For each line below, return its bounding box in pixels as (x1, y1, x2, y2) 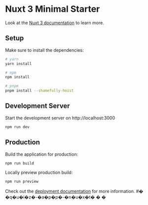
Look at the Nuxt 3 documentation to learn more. (5, 20, 105, 26)
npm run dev (5, 124, 30, 129)
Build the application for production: (5, 151, 78, 157)
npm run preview (5, 179, 38, 184)
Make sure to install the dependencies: (5, 47, 84, 53)
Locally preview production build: (5, 170, 73, 175)
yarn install (5, 61, 32, 66)
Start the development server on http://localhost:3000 (5, 115, 115, 121)
